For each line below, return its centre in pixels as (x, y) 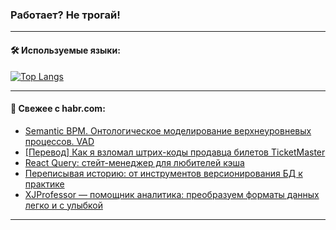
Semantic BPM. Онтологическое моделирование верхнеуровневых (168, 130)
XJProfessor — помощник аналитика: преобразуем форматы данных (172, 194)
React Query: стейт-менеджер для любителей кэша (134, 162)
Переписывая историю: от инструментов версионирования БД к (163, 173)
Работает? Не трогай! (65, 15)
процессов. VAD (59, 141)
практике (44, 184)
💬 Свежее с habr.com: (58, 109)
